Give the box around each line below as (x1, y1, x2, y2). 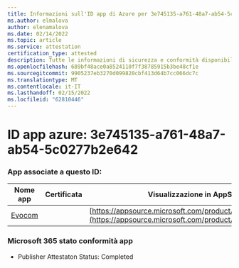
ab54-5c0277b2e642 (7, 142, 139, 158)
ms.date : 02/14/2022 (7, 30, 69, 38)
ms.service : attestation (7, 43, 81, 50)
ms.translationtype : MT (7, 76, 78, 84)
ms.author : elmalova (7, 17, 69, 24)
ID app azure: (7, 127, 87, 143)
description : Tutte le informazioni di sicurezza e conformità (7, 57, 199, 64)
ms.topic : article (7, 37, 62, 44)
